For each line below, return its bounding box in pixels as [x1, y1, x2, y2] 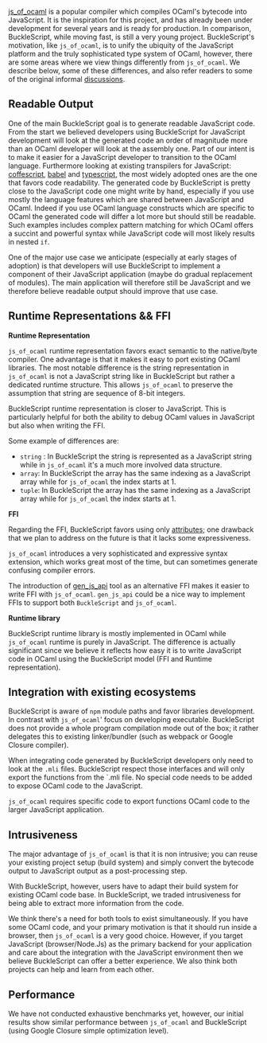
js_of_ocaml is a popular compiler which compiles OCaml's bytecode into [8, 7, 248, 16]
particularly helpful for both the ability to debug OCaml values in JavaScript [8, 412, 255, 421]
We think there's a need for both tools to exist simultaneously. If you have [8, 914, 249, 924]
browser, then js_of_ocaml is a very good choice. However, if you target [8, 931, 244, 940]
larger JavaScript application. [8, 805, 105, 814]
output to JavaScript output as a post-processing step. [8, 866, 188, 876]
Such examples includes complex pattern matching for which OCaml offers [8, 220, 254, 229]
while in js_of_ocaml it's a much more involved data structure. [19, 459, 222, 469]
